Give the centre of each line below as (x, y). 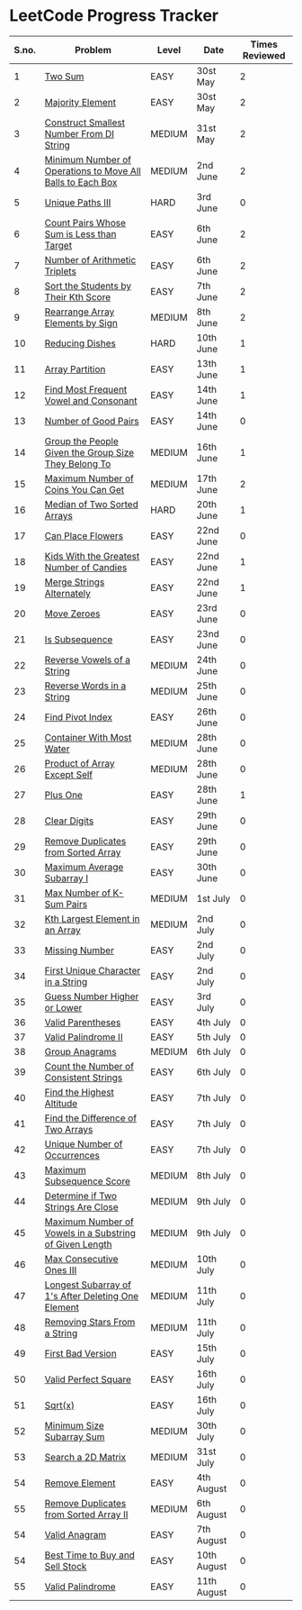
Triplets (60, 271)
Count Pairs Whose (85, 223)
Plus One (64, 795)
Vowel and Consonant (91, 400)
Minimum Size (75, 1425)
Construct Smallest (85, 123)
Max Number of (77, 893)
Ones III (61, 1269)
